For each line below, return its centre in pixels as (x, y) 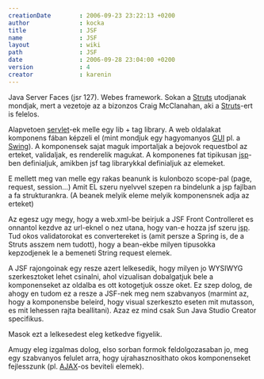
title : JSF (53, 30)
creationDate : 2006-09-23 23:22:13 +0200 (92, 15)
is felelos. (24, 114)
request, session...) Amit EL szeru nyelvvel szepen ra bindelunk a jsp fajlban (132, 186)
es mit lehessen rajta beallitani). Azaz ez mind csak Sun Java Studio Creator (132, 310)
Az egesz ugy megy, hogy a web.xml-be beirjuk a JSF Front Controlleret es (131, 219)
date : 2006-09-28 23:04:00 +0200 (92, 60)
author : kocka (56, 23)
